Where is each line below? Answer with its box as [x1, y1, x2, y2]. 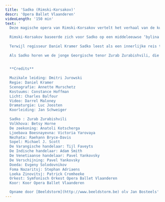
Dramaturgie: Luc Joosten [9, 103, 63, 108]
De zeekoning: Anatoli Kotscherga [9, 126, 80, 131]
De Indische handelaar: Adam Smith [9, 148, 82, 154]
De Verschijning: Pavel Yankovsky [9, 158, 80, 163]
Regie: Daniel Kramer [9, 80, 54, 85]
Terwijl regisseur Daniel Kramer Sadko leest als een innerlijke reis [9, 44, 157, 49]
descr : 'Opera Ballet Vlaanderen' [5, 12, 76, 17]
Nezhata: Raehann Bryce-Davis [9, 135, 71, 140]
